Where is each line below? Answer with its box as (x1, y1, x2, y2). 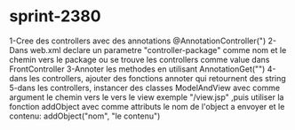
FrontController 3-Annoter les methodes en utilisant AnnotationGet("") (9, 64, 266, 74)
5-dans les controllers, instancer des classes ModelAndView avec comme (9, 82, 281, 93)
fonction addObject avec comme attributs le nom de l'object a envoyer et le (9, 101, 285, 111)
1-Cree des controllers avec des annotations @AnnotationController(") (9, 35, 267, 46)
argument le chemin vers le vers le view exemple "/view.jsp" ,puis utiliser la (9, 91, 284, 103)
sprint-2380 (9, 6, 101, 27)
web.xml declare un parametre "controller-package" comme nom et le (29, 44, 287, 55)
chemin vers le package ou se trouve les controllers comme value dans (9, 54, 270, 65)
